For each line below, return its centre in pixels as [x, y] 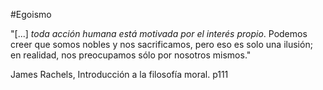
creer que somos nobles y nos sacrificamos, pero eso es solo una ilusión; [161, 44]
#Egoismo [31, 14]
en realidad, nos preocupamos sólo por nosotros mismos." [131, 55]
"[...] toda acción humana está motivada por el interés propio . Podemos [159, 33]
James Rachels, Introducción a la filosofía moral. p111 [119, 74]
